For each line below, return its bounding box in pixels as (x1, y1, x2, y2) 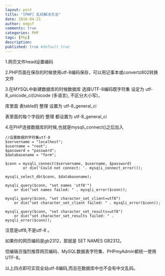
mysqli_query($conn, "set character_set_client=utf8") (5, 196, 121, 201)
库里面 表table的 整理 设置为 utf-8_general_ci (5, 103, 97, 109)
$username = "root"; (5, 143, 48, 148)
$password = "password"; (5, 148, 56, 153)
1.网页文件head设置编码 (5, 58, 54, 65)
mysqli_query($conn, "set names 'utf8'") (5, 183, 92, 188)
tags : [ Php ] (5, 35, 30, 40)
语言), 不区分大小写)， (57, 92, 103, 98)
